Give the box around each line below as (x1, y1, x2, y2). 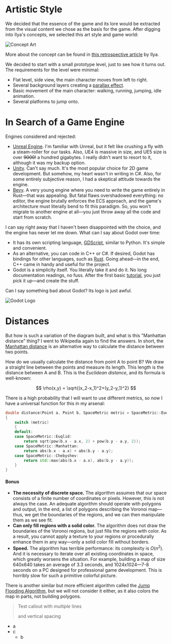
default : (14, 429, 33, 434)
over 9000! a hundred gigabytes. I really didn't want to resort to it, (12, 154, 152, 160)
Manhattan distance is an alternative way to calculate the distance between (5, 343, 165, 349)
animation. (12, 93, 35, 99)
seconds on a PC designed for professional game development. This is (12, 567, 162, 573)
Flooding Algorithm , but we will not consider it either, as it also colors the (5, 588, 159, 594)
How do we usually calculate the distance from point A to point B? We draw (5, 358, 164, 365)
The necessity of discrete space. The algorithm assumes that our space (12, 490, 167, 496)
